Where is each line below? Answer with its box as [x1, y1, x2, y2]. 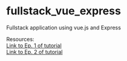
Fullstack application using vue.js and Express [6, 24, 121, 31]
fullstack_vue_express [6, 4, 121, 18]
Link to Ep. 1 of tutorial [6, 42, 62, 49]
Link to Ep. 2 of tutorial [6, 48, 63, 55]
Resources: [6, 35, 34, 42]
